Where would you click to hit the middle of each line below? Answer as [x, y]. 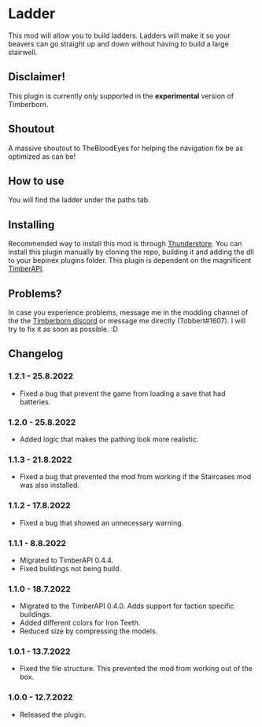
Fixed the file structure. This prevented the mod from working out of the [136, 669]
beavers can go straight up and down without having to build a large [119, 43]
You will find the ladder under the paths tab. [79, 200]
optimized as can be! [42, 156]
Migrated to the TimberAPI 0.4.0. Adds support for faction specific [127, 606]
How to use [36, 181]
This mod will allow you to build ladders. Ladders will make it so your [119, 35]
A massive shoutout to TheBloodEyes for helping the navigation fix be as [126, 148]
